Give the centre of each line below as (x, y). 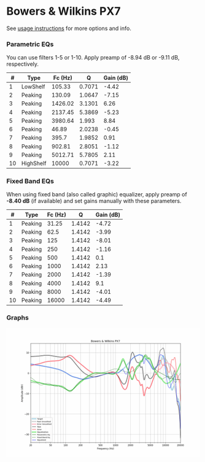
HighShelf (34, 163)
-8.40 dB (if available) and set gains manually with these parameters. (94, 201)
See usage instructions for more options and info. (69, 28)
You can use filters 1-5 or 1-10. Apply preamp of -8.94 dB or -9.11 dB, (93, 58)
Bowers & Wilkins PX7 (64, 11)
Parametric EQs (30, 44)
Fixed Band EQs (30, 181)
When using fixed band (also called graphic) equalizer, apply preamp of (97, 194)
